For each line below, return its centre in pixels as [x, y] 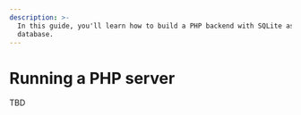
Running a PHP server [92, 78]
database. [35, 34]
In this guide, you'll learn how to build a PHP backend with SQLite [150, 26]
